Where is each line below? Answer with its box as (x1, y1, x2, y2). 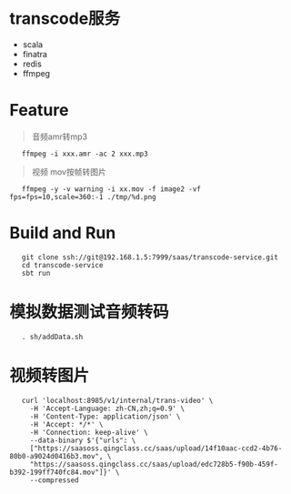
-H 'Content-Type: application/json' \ (29, 411, 181, 421)
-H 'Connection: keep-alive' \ (29, 428, 148, 437)
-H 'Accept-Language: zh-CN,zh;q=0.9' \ (29, 404, 185, 413)
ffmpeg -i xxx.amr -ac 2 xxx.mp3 (21, 149, 148, 158)
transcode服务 (9, 8, 121, 29)
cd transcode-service (21, 260, 104, 269)
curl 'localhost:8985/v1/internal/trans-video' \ (21, 396, 214, 405)
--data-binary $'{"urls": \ (29, 436, 136, 445)
